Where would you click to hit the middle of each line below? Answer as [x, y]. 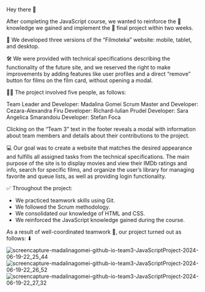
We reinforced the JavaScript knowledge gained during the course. [100, 220]
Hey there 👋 [21, 10]
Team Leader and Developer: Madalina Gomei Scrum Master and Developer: [102, 104]
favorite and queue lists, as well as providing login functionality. [86, 176]
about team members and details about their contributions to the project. [98, 136]
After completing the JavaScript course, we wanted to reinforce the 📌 [94, 21]
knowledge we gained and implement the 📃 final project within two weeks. [100, 28]
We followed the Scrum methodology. [62, 207]
